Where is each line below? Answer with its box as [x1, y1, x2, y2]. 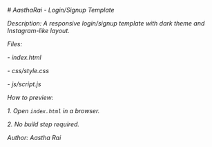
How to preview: [7, 93, 54, 101]
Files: [7, 40, 23, 48]
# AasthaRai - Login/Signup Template [7, 6, 115, 14]
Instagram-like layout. [7, 27, 70, 35]
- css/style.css [7, 67, 50, 75]
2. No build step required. [7, 120, 80, 128]
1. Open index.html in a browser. [7, 107, 100, 115]
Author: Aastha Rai [7, 134, 61, 141]
